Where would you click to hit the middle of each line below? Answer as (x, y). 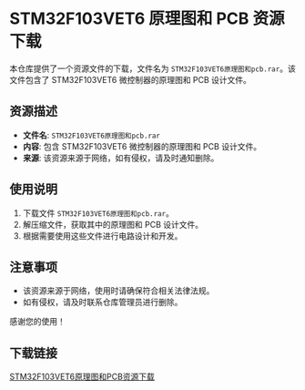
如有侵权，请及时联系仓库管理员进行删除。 (102, 303)
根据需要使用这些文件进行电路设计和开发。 (102, 236)
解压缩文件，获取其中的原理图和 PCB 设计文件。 (112, 224)
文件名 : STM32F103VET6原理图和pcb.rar (91, 135)
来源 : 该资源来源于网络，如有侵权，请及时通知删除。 (121, 158)
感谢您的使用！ (37, 322)
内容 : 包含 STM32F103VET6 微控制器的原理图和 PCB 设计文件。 (142, 146)
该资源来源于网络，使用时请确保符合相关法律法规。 (118, 291)
